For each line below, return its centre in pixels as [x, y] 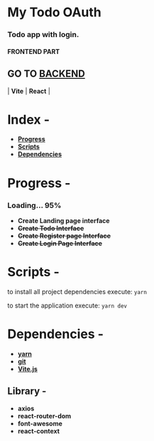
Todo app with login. [43, 35]
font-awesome [40, 423]
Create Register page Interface [64, 236]
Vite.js [27, 369]
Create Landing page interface [64, 220]
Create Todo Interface [51, 228]
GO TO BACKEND [46, 74]
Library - [27, 391]
